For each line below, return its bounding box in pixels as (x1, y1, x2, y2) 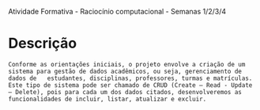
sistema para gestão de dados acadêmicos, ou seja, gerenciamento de (8, 67, 243, 75)
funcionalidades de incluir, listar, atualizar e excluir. (8, 95, 207, 103)
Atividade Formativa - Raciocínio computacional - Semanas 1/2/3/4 (8, 7, 227, 16)
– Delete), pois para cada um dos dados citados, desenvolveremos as (8, 88, 243, 96)
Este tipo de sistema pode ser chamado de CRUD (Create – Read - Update (8, 81, 253, 89)
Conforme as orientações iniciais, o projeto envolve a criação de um (8, 60, 246, 68)
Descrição (8, 35, 77, 52)
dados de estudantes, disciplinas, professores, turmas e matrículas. (8, 74, 253, 82)
